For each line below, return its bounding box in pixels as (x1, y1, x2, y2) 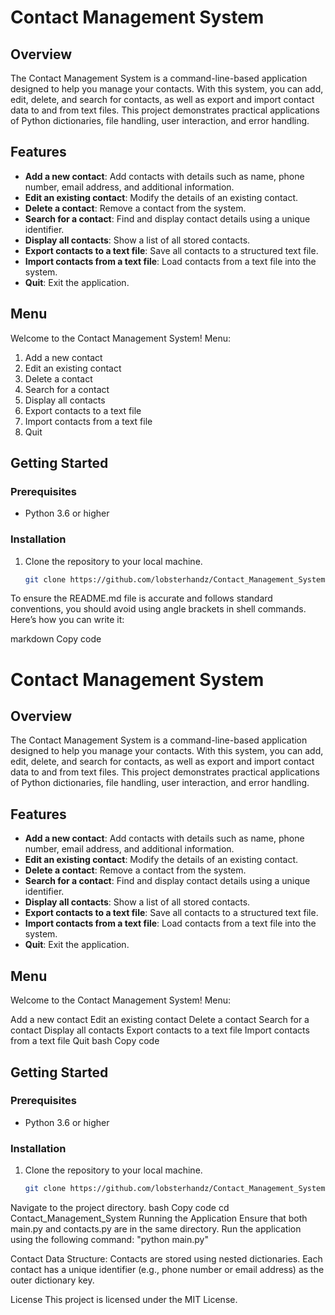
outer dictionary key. (10, 1274, 95, 1286)
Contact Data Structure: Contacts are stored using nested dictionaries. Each (10, 1252, 323, 1265)
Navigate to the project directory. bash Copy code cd (10, 1201, 230, 1213)
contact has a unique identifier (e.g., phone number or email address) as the (10, 1263, 325, 1275)
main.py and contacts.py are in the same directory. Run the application (10, 1222, 302, 1235)
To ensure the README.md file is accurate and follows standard (10, 592, 273, 605)
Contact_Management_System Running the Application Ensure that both (10, 1212, 308, 1224)
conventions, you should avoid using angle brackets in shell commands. (10, 603, 307, 615)
